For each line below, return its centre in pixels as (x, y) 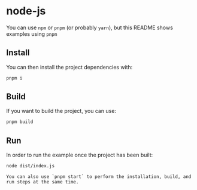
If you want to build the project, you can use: (61, 111)
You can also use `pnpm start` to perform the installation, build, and (99, 177)
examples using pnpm (32, 33)
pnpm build (20, 122)
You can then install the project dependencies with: (69, 67)
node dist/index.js (31, 166)
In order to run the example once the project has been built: (80, 155)
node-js (26, 11)
